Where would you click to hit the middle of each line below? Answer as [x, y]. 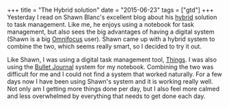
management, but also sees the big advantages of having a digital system [111, 32]
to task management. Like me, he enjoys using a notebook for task [101, 24]
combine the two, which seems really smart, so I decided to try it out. [104, 46]
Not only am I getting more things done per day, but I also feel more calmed [113, 89]
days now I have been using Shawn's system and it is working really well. [110, 81]
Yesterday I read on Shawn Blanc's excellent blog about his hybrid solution [112, 17]
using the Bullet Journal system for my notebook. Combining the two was [110, 67]
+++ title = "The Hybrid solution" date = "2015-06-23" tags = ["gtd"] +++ [110, 10]
